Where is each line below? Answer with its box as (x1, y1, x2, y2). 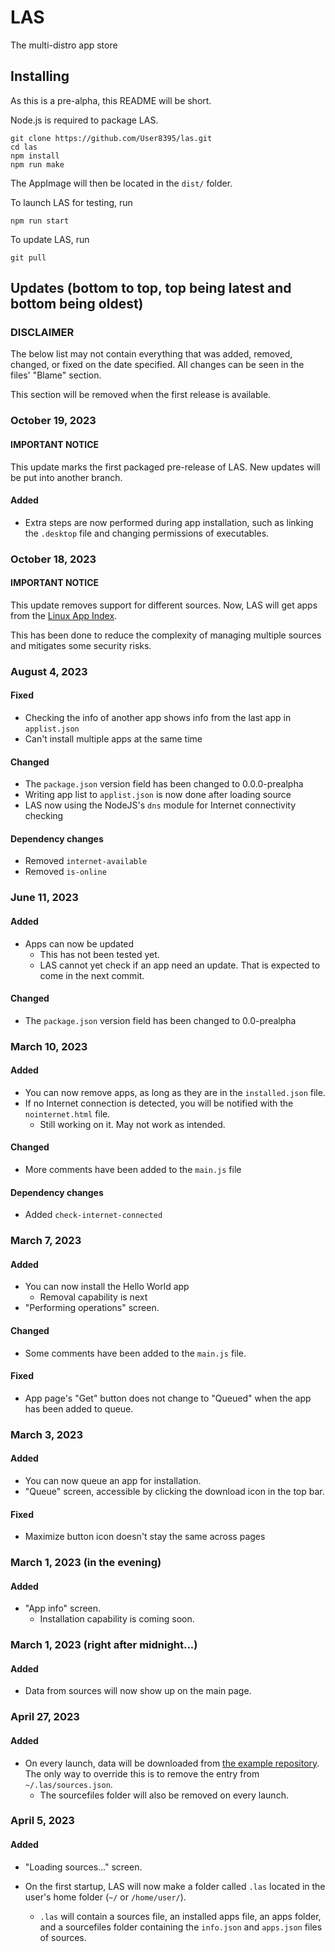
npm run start (10, 216, 70, 226)
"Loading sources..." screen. (24, 1861, 143, 1873)
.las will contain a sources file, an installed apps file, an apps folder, (39, 1910, 322, 1922)
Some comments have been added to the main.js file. (24, 1347, 247, 1359)
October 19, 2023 (10, 414, 97, 428)
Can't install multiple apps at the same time (24, 733, 203, 745)
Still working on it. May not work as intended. (39, 1118, 226, 1130)
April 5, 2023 (10, 1814, 75, 1828)
